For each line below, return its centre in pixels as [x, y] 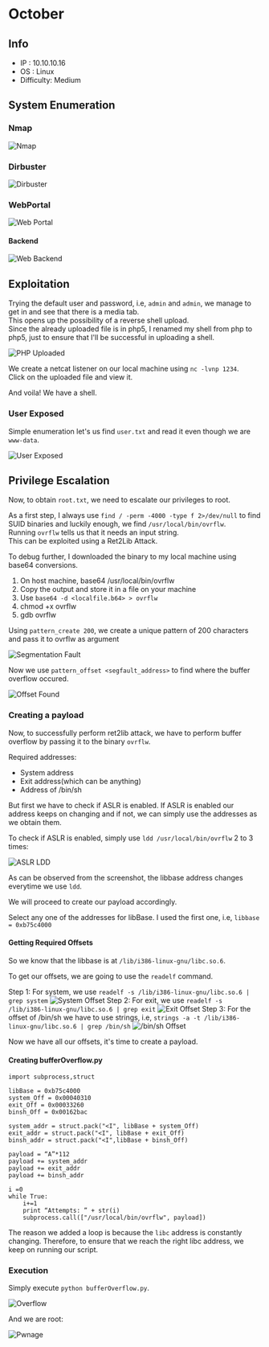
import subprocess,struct [51, 1077]
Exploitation [39, 283]
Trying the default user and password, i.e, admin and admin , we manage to [130, 303]
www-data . [24, 440]
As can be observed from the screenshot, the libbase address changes [126, 877]
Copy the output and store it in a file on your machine [108, 589]
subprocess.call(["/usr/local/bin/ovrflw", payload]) [114, 1218]
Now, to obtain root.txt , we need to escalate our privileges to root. [120, 500]
